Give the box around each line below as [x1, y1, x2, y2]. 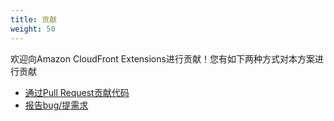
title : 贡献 [10, 14, 57, 25]
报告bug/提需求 [24, 99, 89, 111]
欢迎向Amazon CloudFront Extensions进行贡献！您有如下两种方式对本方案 [10, 52, 315, 65]
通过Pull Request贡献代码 [24, 86, 130, 98]
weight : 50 [10, 24, 56, 34]
